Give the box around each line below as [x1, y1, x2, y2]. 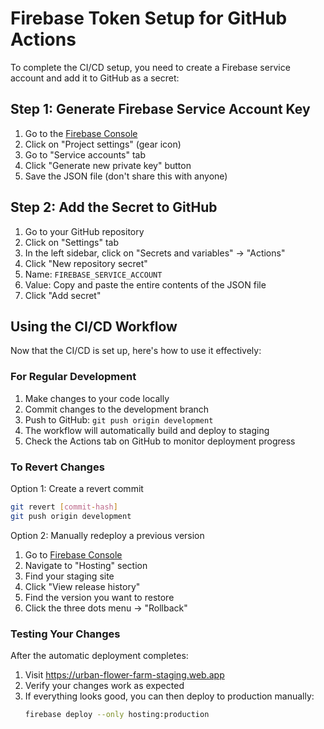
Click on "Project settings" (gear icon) [24, 138, 182, 150]
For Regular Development [10, 370, 137, 384]
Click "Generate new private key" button [24, 159, 192, 171]
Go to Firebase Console [24, 548, 123, 561]
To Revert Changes [10, 460, 105, 474]
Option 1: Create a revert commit [10, 482, 144, 494]
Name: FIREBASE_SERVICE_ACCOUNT [24, 268, 163, 280]
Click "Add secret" [24, 289, 102, 301]
